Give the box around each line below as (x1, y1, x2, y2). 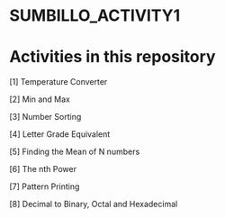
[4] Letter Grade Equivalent (9, 129, 111, 140)
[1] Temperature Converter (9, 77, 108, 87)
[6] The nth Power (9, 164, 76, 175)
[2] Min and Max (9, 94, 70, 104)
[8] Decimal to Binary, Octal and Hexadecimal (9, 199, 178, 210)
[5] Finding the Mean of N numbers (9, 146, 140, 158)
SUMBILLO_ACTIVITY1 (9, 5, 181, 26)
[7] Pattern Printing (9, 181, 80, 192)
